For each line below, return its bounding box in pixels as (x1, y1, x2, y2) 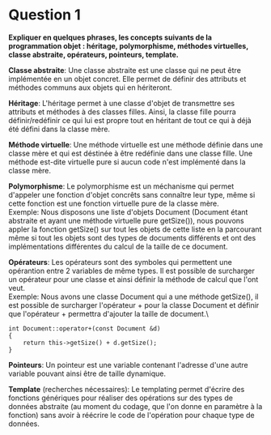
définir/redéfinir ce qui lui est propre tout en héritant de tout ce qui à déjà (8, 115, 252, 125)
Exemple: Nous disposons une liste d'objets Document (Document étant (8, 207, 248, 216)
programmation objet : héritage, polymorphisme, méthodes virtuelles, (8, 41, 249, 50)
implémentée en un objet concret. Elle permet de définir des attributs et (8, 74, 247, 83)
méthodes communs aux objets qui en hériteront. (8, 83, 172, 92)
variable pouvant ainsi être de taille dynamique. (8, 369, 166, 378)
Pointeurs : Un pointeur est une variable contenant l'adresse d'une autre (8, 360, 248, 369)
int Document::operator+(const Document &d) (8, 324, 161, 333)
